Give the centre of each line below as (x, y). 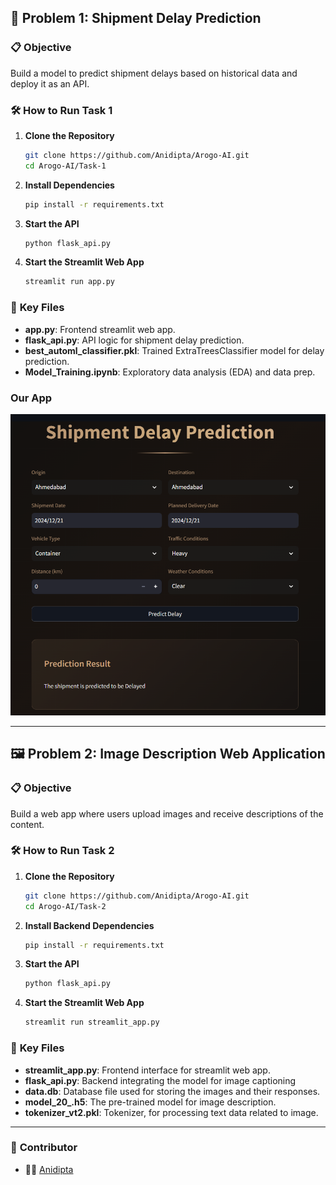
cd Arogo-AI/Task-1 (65, 166)
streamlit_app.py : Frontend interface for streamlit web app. (147, 1070)
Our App (31, 398)
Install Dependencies (69, 185)
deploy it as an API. (50, 83)
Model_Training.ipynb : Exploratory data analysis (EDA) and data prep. (170, 372)
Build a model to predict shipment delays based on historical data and (154, 73)
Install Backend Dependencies (89, 925)
